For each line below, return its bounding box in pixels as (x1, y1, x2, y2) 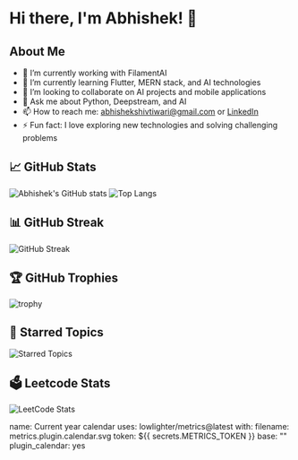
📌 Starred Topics (9, 325, 105, 340)
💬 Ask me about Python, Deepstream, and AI (21, 96, 187, 107)
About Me (9, 44, 65, 59)
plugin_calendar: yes (9, 440, 86, 451)
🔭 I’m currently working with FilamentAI (21, 67, 167, 78)
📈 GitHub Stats (9, 160, 97, 175)
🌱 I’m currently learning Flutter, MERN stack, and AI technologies (21, 77, 261, 88)
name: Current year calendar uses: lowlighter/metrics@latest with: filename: (9, 421, 290, 432)
